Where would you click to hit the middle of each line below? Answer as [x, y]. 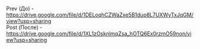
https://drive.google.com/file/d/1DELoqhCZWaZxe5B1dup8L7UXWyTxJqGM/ [100, 15]
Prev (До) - [20, 9]
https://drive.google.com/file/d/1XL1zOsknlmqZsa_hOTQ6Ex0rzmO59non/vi [99, 34]
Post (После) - [24, 27]
